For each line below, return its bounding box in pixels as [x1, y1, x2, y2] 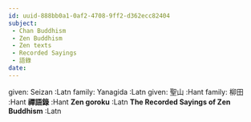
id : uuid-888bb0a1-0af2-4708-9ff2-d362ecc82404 [8, 11, 171, 20]
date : [8, 64, 26, 72]
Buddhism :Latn [8, 106, 62, 116]
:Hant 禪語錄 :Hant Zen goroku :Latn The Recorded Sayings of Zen [8, 97, 231, 107]
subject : [8, 19, 38, 27]
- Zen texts [11, 42, 52, 50]
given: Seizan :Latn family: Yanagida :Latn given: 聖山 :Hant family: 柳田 [8, 87, 244, 96]
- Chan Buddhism [11, 26, 67, 35]
